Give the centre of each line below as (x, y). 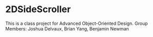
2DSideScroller (38, 9)
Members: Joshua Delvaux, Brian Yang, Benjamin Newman (67, 28)
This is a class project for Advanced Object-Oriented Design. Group (77, 23)
